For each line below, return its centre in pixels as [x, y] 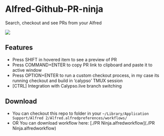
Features [19, 48]
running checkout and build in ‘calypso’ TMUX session [67, 81]
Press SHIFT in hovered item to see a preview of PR [65, 59]
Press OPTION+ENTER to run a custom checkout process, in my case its [86, 75]
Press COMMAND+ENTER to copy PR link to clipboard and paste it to [82, 65]
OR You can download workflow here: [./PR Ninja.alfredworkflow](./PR [83, 123]
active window [27, 70]
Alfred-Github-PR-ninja [54, 9]
